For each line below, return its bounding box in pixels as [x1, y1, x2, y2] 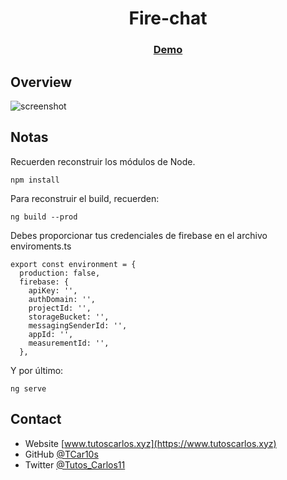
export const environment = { [10, 259, 137, 269]
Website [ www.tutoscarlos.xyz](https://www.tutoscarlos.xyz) [24, 437, 277, 449]
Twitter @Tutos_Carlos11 [24, 458, 126, 471]
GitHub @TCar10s [24, 448, 99, 460]
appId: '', [28, 329, 74, 339]
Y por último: [10, 364, 64, 376]
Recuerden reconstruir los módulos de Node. [10, 155, 196, 167]
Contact [10, 411, 62, 428]
